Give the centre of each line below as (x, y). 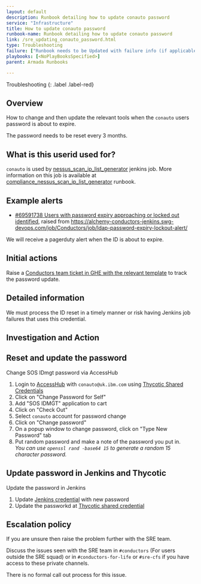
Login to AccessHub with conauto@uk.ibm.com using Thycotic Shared (99, 384)
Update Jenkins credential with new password (72, 499)
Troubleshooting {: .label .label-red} (50, 84)
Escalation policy (39, 524)
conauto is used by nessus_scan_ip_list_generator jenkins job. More (89, 169)
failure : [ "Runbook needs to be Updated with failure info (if (87, 51)
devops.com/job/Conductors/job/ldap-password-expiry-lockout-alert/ (101, 227)
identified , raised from (42, 221)
